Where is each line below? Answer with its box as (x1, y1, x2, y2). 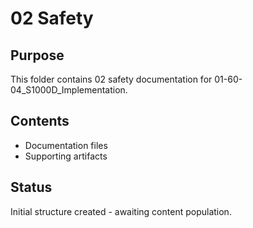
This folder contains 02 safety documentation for (10, 73, 213, 85)
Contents (10, 113, 70, 130)
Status (10, 179, 53, 196)
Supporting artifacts (24, 150, 108, 162)
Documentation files (24, 139, 108, 151)
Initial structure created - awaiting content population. (10, 205, 232, 217)
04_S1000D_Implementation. (10, 84, 128, 96)
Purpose (10, 47, 65, 64)
